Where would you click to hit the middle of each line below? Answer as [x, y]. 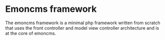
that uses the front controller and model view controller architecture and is [82, 28]
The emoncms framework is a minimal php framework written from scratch [83, 23]
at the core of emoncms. [31, 33]
